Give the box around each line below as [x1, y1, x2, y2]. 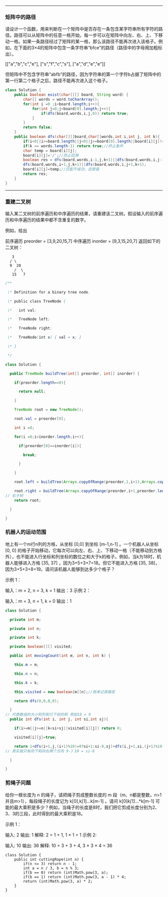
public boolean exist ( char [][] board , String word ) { [14, 92, 128, 98]
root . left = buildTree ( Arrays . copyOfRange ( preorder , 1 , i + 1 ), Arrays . [14, 479, 158, 485]
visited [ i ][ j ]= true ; [14, 735, 57, 740]
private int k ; [9, 635, 41, 640]
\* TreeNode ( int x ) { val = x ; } [7, 335, 81, 340]
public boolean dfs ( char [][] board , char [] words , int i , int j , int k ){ [14, 134, 160, 139]
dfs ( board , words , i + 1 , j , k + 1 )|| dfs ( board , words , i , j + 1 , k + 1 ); [23, 162, 146, 167]
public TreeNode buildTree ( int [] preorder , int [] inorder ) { [9, 371, 140, 376]
